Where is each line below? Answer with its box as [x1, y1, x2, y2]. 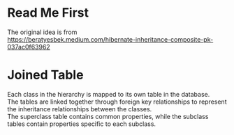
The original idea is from [7, 28, 78, 36]
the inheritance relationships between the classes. [7, 104, 152, 113]
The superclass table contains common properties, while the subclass [7, 112, 209, 120]
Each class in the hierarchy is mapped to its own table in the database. [7, 90, 210, 98]
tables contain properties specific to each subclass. [7, 120, 156, 128]
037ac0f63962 [7, 42, 50, 51]
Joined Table [7, 67, 84, 83]
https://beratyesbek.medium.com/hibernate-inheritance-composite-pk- [7, 35, 214, 43]
